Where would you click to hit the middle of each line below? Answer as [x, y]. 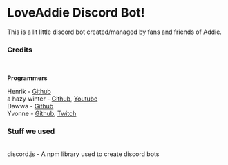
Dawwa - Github [30, 106]
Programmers [27, 78]
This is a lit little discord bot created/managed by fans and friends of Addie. [115, 32]
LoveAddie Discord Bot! [76, 13]
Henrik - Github [29, 92]
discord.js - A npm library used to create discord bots [83, 154]
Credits [20, 50]
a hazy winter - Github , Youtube [53, 99]
